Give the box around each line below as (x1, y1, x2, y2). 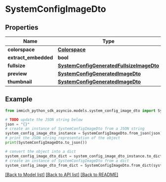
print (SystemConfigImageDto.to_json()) (5, 140, 87, 145)
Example (5, 95, 33, 103)
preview (7, 70, 27, 77)
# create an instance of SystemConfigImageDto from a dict (5, 158, 129, 163)
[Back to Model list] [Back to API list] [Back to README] (5, 172, 119, 178)
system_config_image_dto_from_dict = (5, 163, 83, 168)
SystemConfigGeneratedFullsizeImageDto (57, 62, 160, 69)
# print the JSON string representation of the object (5, 136, 121, 140)
